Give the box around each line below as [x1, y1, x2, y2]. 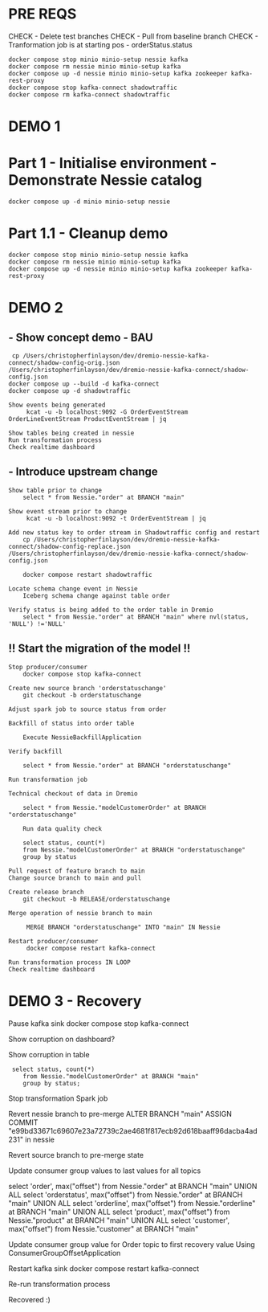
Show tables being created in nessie [8, 429, 135, 437]
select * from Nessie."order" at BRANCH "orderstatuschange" [22, 761, 231, 770]
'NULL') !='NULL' [8, 619, 67, 627]
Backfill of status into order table [8, 719, 135, 727]
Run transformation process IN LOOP [8, 958, 131, 967]
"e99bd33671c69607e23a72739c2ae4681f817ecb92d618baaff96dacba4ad [8, 1126, 258, 1135]
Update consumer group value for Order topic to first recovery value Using [8, 1239, 255, 1249]
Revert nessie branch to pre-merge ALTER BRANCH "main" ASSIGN [8, 1109, 233, 1118]
